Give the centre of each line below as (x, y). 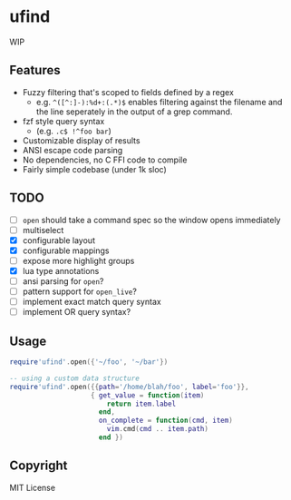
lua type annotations (61, 270)
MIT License (33, 487)
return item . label (141, 404)
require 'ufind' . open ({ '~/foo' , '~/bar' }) (89, 362)
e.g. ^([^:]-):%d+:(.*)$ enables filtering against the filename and (159, 102)
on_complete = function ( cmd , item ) (165, 421)
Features (35, 70)
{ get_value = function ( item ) (147, 395)
